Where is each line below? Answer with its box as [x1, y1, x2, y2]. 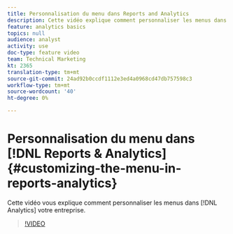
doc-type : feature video [7, 50, 80, 57]
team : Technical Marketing [7, 56, 86, 63]
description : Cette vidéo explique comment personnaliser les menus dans [7, 17, 227, 24]
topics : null [7, 29, 45, 37]
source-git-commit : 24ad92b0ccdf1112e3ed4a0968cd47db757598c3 [7, 75, 192, 82]
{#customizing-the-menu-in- [7, 161, 182, 177]
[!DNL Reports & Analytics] [7, 146, 167, 161]
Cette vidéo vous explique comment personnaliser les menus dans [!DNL [7, 198, 218, 207]
